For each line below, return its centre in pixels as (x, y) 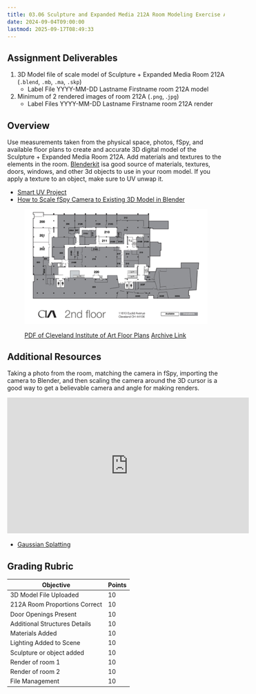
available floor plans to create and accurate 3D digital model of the (102, 149)
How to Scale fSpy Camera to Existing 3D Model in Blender (101, 199)
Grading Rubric (40, 566)
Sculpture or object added (47, 653)
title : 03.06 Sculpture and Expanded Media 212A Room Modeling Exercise (114, 14)
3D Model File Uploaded (45, 595)
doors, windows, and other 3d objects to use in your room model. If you (109, 171)
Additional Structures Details (51, 624)
